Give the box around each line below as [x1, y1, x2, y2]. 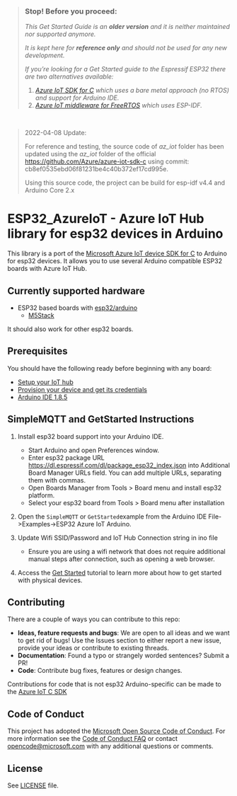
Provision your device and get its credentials [17, 385, 147, 393]
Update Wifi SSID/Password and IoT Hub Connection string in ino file [17, 533, 218, 542]
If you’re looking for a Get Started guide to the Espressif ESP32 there [24, 65, 226, 74]
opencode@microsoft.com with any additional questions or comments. [7, 742, 214, 751]
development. [24, 51, 65, 59]
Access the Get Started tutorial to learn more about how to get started [17, 568, 222, 577]
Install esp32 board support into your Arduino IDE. [17, 432, 164, 441]
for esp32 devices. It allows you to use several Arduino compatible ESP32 [7, 257, 223, 265]
